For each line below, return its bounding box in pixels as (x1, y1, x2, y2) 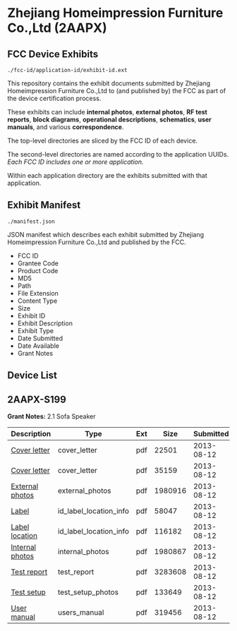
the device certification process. (7, 94, 102, 102)
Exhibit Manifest (7, 199, 81, 211)
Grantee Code (17, 259, 59, 268)
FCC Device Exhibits (7, 48, 99, 60)
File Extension (17, 289, 59, 297)
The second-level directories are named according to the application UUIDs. (7, 150, 229, 158)
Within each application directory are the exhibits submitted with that (7, 172, 208, 179)
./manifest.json (7, 217, 55, 225)
